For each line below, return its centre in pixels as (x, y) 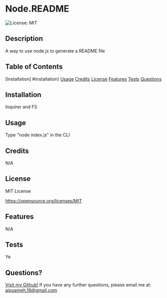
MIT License (18, 191)
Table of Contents (34, 67)
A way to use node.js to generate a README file (55, 51)
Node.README (37, 9)
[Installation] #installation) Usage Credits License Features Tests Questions (83, 79)
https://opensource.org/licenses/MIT (44, 201)
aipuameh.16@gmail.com (31, 290)
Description (24, 39)
